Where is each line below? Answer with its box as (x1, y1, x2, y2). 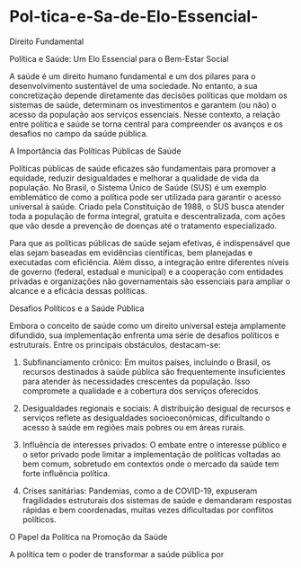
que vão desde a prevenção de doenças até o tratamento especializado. (9, 220, 278, 231)
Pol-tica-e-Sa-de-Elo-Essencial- (9, 6, 259, 27)
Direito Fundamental (9, 36, 84, 47)
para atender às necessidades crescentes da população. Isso (22, 376, 251, 386)
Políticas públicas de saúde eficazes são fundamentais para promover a (9, 163, 277, 173)
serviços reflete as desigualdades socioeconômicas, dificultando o (22, 412, 270, 423)
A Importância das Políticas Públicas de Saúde (9, 146, 181, 156)
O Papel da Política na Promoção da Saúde (9, 531, 168, 542)
